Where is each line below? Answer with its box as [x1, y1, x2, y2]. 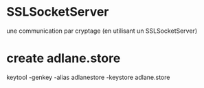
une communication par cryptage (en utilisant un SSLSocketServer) [6, 27, 197, 35]
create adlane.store [6, 50, 121, 66]
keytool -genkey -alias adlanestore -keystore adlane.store [6, 73, 170, 81]
